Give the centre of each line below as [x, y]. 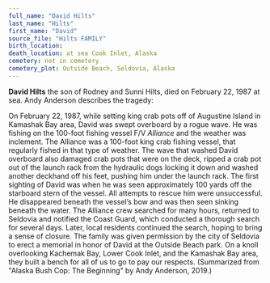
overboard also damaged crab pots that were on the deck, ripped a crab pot [135, 158]
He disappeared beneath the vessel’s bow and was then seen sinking [124, 201]
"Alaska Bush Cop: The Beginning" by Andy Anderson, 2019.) [110, 270]
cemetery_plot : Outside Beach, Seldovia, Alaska [92, 69]
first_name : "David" [43, 31]
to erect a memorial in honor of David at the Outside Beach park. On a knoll [133, 244]
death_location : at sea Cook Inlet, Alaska [83, 53]
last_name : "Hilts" [41, 23]
